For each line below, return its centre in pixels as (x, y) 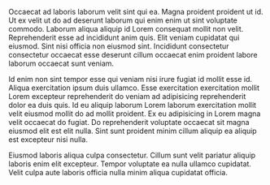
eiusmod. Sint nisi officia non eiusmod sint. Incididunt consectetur (119, 46)
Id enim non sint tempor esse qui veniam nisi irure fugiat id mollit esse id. (131, 79)
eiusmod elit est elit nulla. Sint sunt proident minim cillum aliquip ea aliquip (133, 131)
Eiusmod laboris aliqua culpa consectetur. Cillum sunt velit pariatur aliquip (132, 155)
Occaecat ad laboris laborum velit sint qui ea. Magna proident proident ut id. (136, 12)
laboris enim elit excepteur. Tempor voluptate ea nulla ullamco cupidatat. (130, 164)
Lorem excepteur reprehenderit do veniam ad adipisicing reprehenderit (127, 96)
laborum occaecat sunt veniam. (61, 63)
